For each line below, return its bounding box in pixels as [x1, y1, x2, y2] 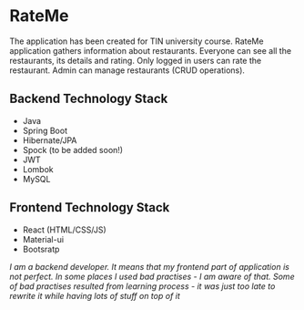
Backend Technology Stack [9, 91, 168, 107]
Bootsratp [22, 243, 60, 254]
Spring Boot [22, 125, 68, 136]
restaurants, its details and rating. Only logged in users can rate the [9, 55, 262, 66]
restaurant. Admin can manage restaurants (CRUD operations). [9, 65, 246, 76]
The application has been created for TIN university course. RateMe [9, 36, 264, 46]
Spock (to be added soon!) [22, 144, 124, 155]
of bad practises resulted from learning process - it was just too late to [9, 280, 276, 292]
